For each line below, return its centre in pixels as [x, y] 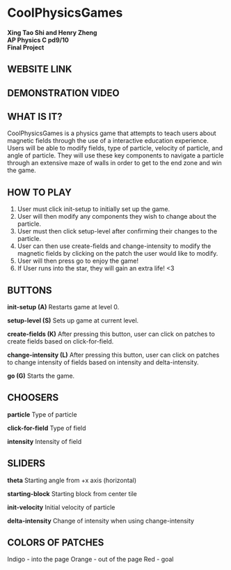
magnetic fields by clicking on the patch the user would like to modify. [118, 254]
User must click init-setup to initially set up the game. [94, 209]
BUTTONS [30, 290]
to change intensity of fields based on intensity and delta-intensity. [103, 362]
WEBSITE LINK [40, 69]
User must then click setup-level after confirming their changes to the [117, 231]
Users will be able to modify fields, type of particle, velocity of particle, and [115, 148]
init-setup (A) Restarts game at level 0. [63, 307]
